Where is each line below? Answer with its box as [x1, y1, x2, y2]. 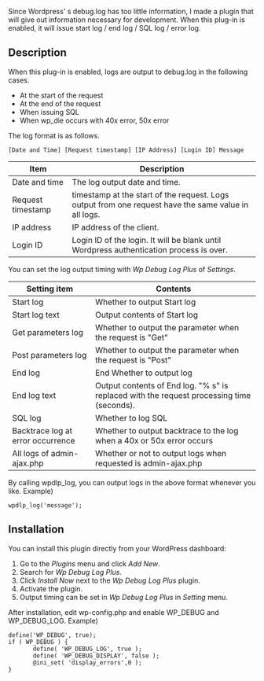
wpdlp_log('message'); [8, 501, 82, 510]
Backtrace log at [12, 425, 73, 436]
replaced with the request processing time [95, 389, 251, 400]
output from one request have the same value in [71, 199, 249, 210]
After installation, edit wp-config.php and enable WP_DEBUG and [8, 607, 220, 617]
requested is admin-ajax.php [95, 458, 203, 469]
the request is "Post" [95, 354, 172, 365]
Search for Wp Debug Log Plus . [19, 567, 122, 576]
